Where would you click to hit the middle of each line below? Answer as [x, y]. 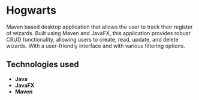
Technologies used [43, 65]
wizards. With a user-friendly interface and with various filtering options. [96, 46]
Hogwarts [31, 10]
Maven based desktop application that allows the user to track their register [99, 27]
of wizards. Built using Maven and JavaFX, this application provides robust [98, 33]
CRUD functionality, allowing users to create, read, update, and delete [92, 39]
